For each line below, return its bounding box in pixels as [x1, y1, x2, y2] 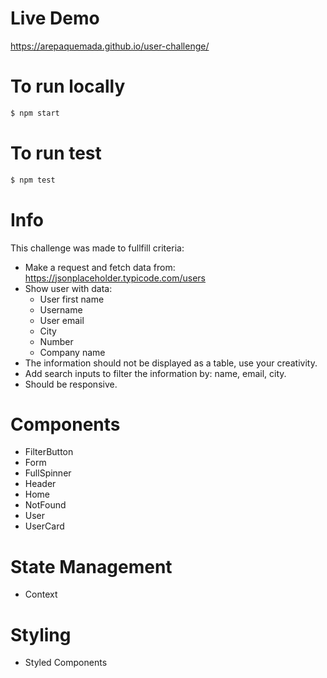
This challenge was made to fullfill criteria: [10, 242, 185, 254]
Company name [39, 346, 106, 358]
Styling [10, 623, 72, 646]
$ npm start [10, 108, 60, 118]
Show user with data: [24, 282, 113, 294]
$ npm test [10, 175, 56, 185]
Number [39, 335, 74, 347]
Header [24, 478, 57, 490]
